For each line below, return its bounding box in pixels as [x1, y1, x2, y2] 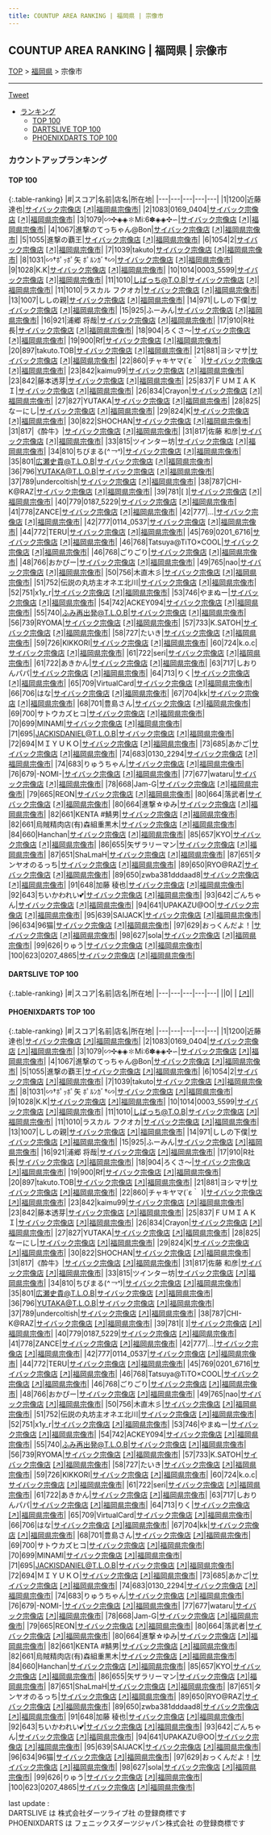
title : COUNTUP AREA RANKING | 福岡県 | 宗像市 [8, 11, 164, 20]
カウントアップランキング [8, 155, 107, 166]
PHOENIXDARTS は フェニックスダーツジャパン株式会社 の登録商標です [8, 1818, 246, 1828]
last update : [8, 1798, 50, 1808]
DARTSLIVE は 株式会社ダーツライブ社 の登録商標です [8, 1808, 187, 1817]
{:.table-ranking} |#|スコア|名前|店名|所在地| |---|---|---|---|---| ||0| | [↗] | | [8, 988, 255, 998]
